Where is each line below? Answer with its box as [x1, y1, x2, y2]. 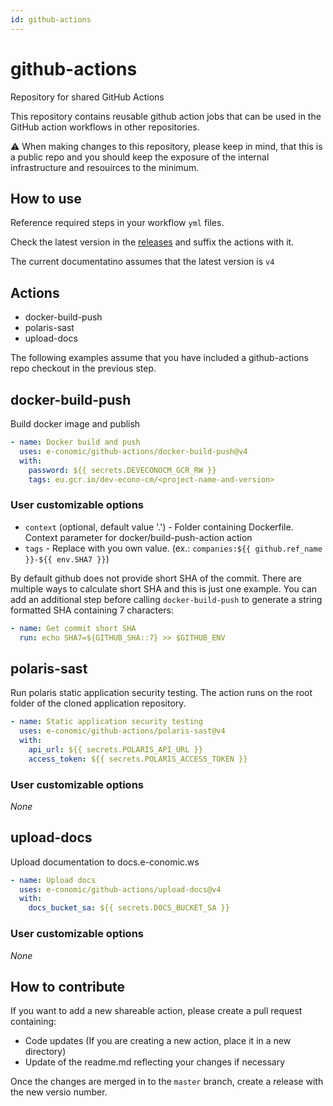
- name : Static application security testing [10, 717, 203, 727]
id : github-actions [10, 14, 92, 25]
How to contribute [10, 978, 126, 995]
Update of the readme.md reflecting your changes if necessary [24, 1056, 285, 1068]
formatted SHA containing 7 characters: [10, 604, 174, 616]
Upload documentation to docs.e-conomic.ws [10, 856, 200, 868]
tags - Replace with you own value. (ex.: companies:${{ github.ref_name [24, 542, 323, 554]
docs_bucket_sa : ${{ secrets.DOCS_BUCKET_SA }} [28, 903, 230, 913]
